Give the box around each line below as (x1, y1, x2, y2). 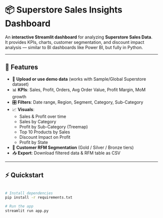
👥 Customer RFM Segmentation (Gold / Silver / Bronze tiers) (12, 145, 134, 150)
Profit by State (19, 139, 49, 145)
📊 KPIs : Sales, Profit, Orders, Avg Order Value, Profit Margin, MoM (12, 87, 146, 92)
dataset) (12, 81, 29, 87)
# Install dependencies (5, 191, 53, 196)
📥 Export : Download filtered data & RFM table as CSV (12, 150, 121, 156)
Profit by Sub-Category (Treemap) (19, 124, 88, 129)
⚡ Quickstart (5, 171, 44, 180)
